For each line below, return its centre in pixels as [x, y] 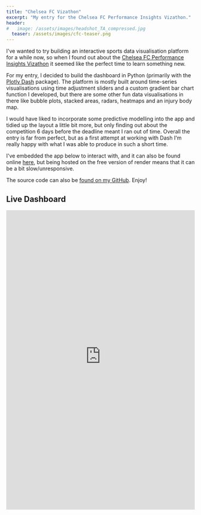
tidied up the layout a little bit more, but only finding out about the [87, 125]
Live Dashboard [36, 199]
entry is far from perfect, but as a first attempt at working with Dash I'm [94, 138]
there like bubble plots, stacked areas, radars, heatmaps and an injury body [99, 101]
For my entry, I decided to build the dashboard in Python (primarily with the [99, 75]
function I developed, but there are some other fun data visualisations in [95, 95]
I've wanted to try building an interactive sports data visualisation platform [98, 51]
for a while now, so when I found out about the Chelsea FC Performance [95, 57]
